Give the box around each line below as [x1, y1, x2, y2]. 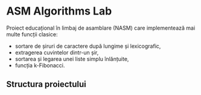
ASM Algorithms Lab [6, 4, 112, 18]
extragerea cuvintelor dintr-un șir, [14, 48, 99, 56]
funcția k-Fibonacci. [14, 62, 65, 69]
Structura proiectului [6, 79, 86, 90]
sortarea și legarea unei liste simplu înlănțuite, [14, 55, 129, 62]
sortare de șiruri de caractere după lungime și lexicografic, [14, 42, 161, 50]
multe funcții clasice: [6, 30, 58, 38]
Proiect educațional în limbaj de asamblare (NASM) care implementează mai [6, 24, 196, 31]
